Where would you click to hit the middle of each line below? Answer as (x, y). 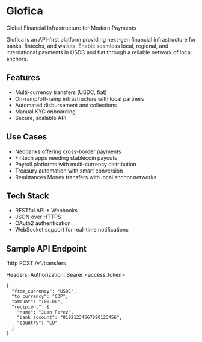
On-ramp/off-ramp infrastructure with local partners (79, 98)
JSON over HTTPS (38, 217)
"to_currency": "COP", (40, 297)
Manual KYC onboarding (45, 111)
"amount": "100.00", (37, 302)
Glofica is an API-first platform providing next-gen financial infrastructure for (101, 39)
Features (23, 78)
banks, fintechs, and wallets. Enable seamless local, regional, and (87, 46)
